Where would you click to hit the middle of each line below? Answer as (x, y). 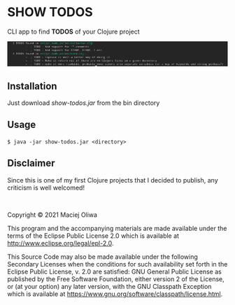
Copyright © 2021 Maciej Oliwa (52, 215)
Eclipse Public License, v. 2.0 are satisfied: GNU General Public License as (114, 271)
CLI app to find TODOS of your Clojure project (73, 31)
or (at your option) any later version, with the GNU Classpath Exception (109, 286)
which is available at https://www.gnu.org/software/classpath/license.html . (115, 294)
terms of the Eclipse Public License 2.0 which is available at (93, 236)
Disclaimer (31, 163)
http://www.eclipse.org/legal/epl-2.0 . (60, 243)
